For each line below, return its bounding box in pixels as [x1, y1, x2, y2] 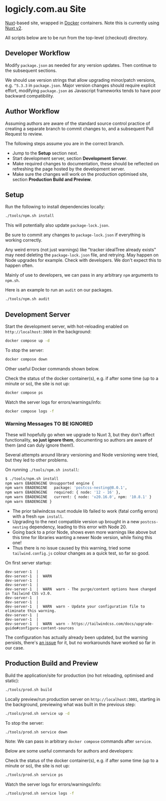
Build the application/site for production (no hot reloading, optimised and [5, 672, 154, 678]
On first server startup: [5, 559, 52, 565]
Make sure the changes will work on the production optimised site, [12, 171, 149, 177]
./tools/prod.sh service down [5, 729, 68, 735]
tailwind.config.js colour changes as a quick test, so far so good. [12, 550, 150, 556]
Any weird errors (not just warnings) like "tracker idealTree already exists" [5, 247, 156, 253]
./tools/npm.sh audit [5, 297, 50, 301]
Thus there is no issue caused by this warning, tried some [12, 545, 131, 551]
